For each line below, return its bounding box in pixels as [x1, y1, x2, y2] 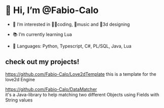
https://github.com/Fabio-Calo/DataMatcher [5, 86, 97, 92]
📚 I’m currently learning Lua [12, 31, 72, 37]
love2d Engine [5, 76, 35, 82]
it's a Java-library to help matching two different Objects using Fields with [5, 91, 159, 97]
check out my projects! [5, 58, 79, 66]
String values [5, 97, 33, 103]
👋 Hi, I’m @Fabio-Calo [5, 5, 99, 16]
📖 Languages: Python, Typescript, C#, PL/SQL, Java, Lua [12, 43, 132, 49]
